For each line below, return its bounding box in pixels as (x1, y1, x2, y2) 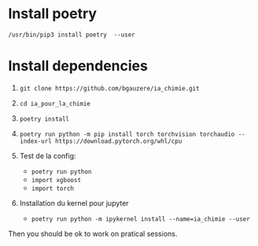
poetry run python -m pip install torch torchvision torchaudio (19, 130, 235, 138)
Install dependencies (8, 57, 148, 75)
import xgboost (31, 176, 81, 184)
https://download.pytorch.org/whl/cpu (54, 137, 182, 145)
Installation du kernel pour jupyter (19, 198, 129, 207)
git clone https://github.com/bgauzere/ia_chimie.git (19, 84, 200, 92)
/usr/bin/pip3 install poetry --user (8, 31, 135, 39)
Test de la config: (19, 151, 76, 160)
